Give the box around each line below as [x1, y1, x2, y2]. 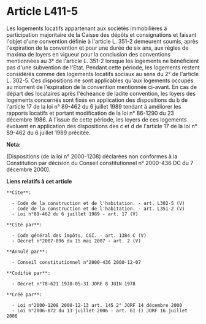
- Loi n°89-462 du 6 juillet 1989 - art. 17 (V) [12, 210, 139, 217]
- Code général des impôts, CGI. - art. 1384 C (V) [12, 232, 147, 239]
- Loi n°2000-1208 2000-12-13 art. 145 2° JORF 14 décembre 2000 [12, 302, 183, 308]
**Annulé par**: [6, 249, 48, 255]
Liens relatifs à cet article [6, 177, 72, 185]
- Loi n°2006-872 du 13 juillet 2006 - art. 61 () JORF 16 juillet [12, 307, 188, 314]
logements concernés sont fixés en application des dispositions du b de [6, 96, 188, 104]
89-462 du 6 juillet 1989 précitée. [6, 129, 91, 136]
